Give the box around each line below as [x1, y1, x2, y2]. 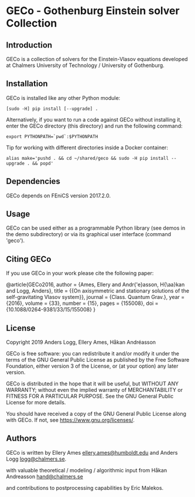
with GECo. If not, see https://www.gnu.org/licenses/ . [6, 417, 135, 424]
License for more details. [6, 399, 66, 406]
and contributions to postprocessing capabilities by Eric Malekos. [6, 484, 164, 491]
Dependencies [6, 176, 60, 186]
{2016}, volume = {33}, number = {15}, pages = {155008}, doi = [6, 300, 159, 307]
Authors [6, 434, 37, 444]
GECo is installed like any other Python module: [6, 94, 121, 101]
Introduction [6, 40, 53, 50]
